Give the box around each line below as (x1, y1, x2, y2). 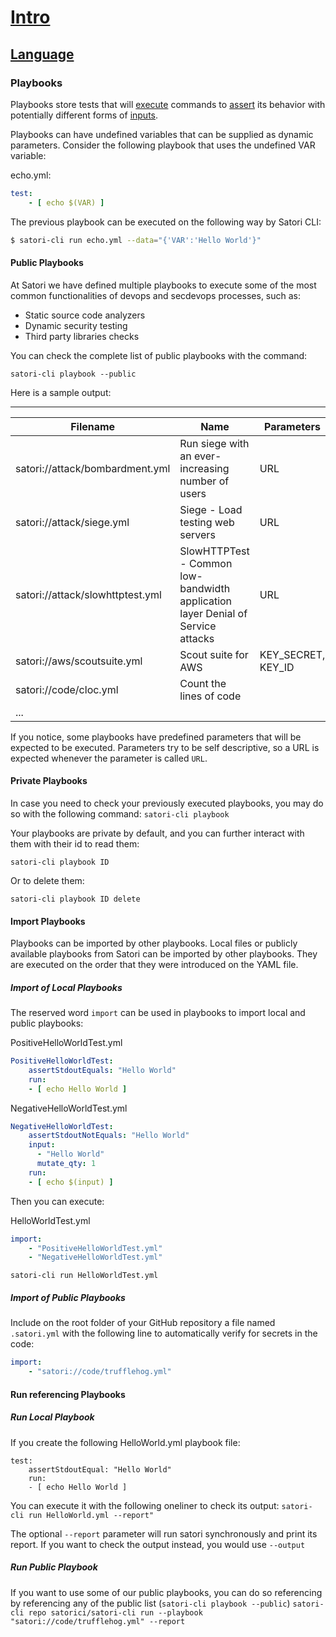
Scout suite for (179, 647, 249, 661)
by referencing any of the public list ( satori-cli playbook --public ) (10, 1597, 291, 1609)
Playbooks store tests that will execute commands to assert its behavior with (10, 98, 326, 110)
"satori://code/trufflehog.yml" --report (10, 1616, 186, 1626)
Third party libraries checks (24, 330, 140, 342)
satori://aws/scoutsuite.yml (15, 654, 143, 668)
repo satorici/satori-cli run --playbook (28, 1607, 203, 1618)
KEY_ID (259, 660, 295, 674)
